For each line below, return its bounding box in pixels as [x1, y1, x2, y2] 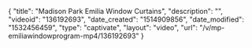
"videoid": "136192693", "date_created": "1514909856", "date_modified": [8, 15, 244, 24]
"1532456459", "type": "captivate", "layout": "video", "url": [8, 23, 198, 32]
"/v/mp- [199, 23, 225, 32]
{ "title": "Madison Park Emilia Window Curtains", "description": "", [8, 7, 223, 15]
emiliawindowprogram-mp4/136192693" [8, 31, 139, 40]
